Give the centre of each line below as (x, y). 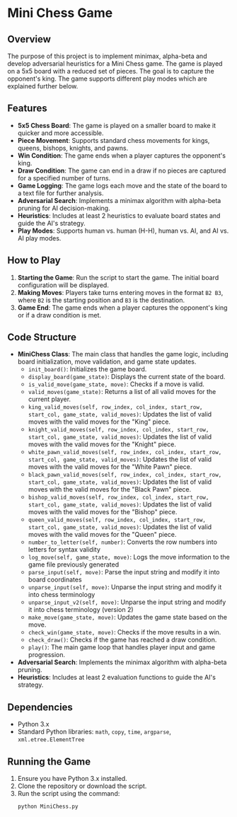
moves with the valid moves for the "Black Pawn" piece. (110, 489)
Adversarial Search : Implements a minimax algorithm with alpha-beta (119, 200)
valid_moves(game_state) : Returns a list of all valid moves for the (122, 392)
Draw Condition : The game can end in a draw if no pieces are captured (122, 170)
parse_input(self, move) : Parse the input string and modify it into (124, 572)
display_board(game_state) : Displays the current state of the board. (127, 377)
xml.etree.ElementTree (51, 740)
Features (27, 109)
